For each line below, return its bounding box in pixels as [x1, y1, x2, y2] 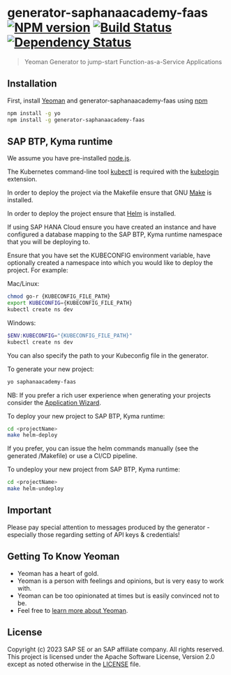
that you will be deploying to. [7, 238, 91, 246]
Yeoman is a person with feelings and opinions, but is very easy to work [17, 577, 225, 585]
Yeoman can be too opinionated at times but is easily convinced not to [17, 591, 220, 600]
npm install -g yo [7, 109, 61, 116]
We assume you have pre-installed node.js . [7, 154, 131, 162]
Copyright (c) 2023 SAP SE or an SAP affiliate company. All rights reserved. [7, 645, 225, 653]
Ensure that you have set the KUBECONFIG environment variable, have [7, 251, 211, 259]
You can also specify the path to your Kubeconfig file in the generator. [7, 351, 209, 360]
